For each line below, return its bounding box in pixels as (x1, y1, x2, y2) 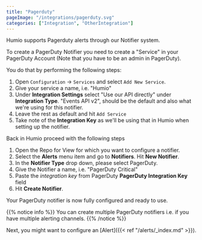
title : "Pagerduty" (6, 8, 55, 15)
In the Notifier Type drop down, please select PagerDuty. (14, 160, 158, 167)
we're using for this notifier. (14, 104, 83, 111)
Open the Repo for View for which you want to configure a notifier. (14, 146, 180, 154)
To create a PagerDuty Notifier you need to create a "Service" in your (6, 48, 179, 56)
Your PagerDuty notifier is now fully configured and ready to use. (6, 197, 168, 204)
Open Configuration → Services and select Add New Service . (14, 78, 166, 85)
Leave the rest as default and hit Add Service (14, 110, 127, 118)
